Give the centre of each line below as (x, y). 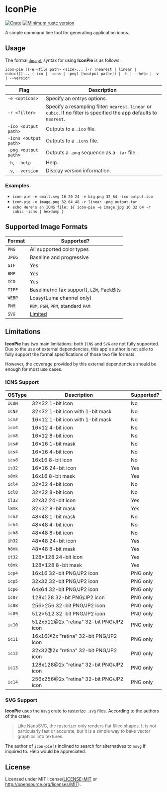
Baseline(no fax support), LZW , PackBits (75, 290)
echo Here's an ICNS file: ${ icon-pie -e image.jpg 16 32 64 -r (81, 208)
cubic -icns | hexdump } (38, 212)
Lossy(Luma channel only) (61, 298)
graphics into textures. (40, 736)
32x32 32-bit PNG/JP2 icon (65, 581)
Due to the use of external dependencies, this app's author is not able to (79, 349)
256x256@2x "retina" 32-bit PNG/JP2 (78, 679)
